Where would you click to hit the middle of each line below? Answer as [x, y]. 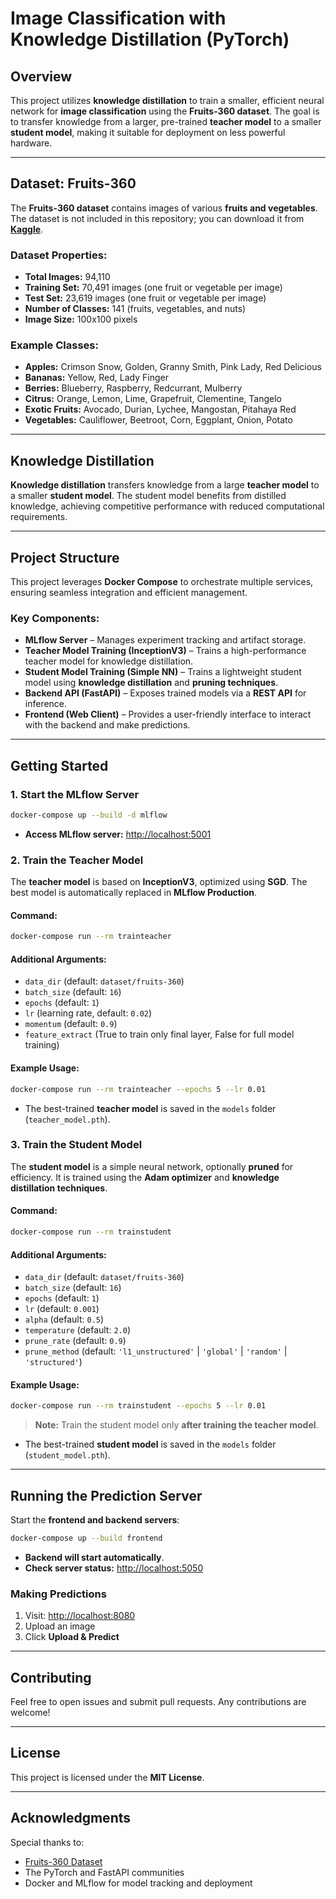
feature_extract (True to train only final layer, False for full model [159, 1034]
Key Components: [55, 618]
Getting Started [59, 765]
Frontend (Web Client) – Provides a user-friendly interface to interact [168, 714]
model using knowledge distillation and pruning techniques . [151, 683]
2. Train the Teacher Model [77, 860]
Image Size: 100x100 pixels [81, 319]
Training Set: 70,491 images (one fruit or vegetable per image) [153, 288]
